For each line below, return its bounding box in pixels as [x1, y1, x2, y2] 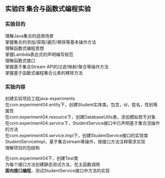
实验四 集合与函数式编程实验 [5, 4, 91, 13]
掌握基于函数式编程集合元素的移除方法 [5, 70, 83, 75]
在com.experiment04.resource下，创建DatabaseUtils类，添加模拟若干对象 [5, 114, 156, 120]
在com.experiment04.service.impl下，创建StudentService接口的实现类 [5, 132, 149, 138]
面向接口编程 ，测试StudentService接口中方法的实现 [5, 167, 110, 174]
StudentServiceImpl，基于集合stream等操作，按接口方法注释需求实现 [5, 139, 145, 144]
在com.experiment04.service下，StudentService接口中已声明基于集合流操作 [5, 120, 160, 126]
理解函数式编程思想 [5, 45, 44, 51]
